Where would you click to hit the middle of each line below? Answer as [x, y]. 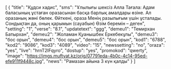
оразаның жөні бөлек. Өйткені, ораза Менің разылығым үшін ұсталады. [84, 18]
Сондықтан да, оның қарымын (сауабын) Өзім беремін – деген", [75, 23]
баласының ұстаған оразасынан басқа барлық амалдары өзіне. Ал [78, 13]
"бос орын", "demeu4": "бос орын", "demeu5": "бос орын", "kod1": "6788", [86, 40]
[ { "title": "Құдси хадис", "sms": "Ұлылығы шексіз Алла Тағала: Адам [80, 7]
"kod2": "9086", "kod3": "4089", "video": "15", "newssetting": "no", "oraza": [85, 45]
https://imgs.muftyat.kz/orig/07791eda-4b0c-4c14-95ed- [87, 56]
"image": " [16, 56]
